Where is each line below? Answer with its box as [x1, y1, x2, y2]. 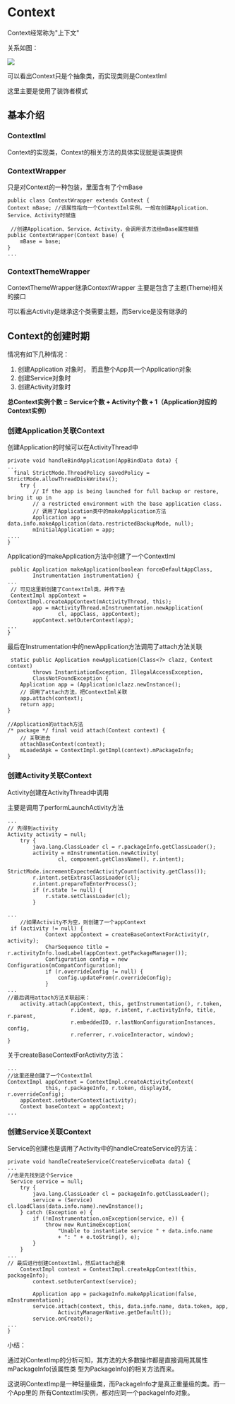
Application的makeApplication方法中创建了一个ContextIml [7, 552, 176, 561]
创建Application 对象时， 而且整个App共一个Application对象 [17, 365, 192, 374]
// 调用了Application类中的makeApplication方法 [32, 508, 167, 515]
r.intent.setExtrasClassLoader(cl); [32, 874, 140, 881]
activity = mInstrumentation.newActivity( [32, 849, 159, 857]
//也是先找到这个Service [7, 1172, 73, 1179]
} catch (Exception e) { [20, 1209, 93, 1216]
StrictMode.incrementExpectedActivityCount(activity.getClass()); [7, 868, 207, 875]
